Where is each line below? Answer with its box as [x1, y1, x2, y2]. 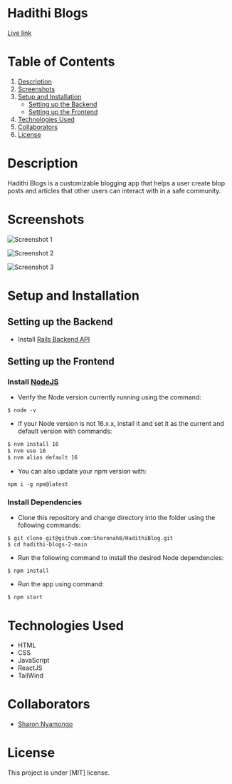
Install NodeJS [7, 377, 59, 387]
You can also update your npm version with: [17, 467, 147, 476]
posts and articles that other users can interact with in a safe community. [7, 186, 221, 195]
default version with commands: [17, 427, 112, 436]
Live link [7, 29, 32, 37]
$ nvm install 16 [7, 441, 59, 448]
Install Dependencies [7, 497, 83, 507]
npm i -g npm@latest [7, 481, 69, 488]
